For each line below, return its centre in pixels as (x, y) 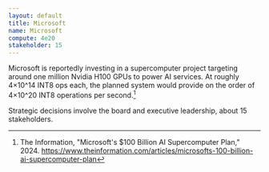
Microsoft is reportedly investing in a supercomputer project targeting (123, 68)
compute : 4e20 (32, 38)
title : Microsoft (37, 23)
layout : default (35, 16)
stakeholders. (31, 119)
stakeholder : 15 (35, 46)
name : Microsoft (35, 30)
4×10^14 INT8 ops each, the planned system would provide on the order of (132, 86)
